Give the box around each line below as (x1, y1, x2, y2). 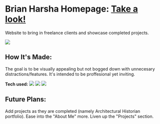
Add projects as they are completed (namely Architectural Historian (5, 108, 140, 114)
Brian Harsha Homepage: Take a (5, 3, 138, 15)
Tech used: (5, 81, 28, 87)
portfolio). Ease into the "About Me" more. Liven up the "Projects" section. (5, 113, 154, 119)
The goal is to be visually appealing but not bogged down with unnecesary (5, 66, 155, 71)
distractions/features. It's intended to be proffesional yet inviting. (5, 71, 135, 77)
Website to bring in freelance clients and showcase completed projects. (5, 30, 149, 35)
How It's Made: (5, 53, 52, 61)
